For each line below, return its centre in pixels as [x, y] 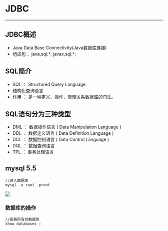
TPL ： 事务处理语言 [33, 152]
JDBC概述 [21, 35]
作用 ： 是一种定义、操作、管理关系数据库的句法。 [64, 97]
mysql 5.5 [21, 168]
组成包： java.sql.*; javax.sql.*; [44, 54]
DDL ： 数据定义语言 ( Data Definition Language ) [63, 133]
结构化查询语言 [28, 90]
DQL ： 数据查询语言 [33, 146]
